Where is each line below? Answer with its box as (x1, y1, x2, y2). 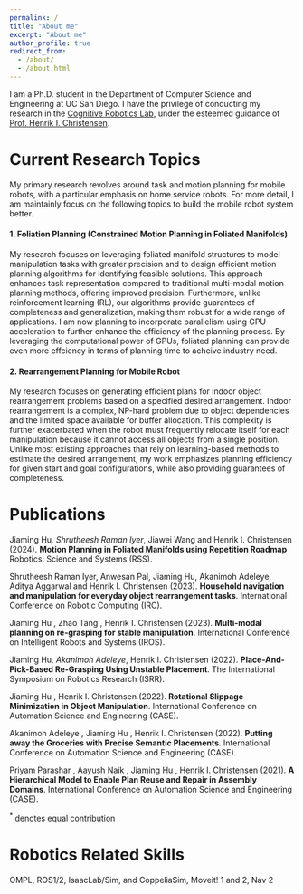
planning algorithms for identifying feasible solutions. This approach (9, 268, 263, 279)
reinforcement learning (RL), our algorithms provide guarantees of (9, 297, 255, 308)
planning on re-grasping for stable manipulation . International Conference (9, 627, 291, 639)
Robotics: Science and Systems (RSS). (9, 553, 153, 564)
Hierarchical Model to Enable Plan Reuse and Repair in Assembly (9, 774, 258, 785)
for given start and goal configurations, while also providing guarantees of (9, 463, 286, 474)
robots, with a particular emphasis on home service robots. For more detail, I (9, 188, 294, 199)
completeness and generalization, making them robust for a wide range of (9, 307, 286, 318)
